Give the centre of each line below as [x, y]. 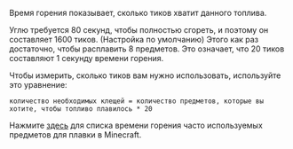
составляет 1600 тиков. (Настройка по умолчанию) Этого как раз [134, 39]
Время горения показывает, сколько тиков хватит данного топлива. [138, 13]
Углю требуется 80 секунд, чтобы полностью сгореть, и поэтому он [139, 30]
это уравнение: [39, 85]
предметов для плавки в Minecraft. [75, 135]
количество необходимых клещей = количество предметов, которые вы [137, 101]
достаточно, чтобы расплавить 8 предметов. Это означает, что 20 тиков [147, 49]
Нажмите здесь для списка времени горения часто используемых [136, 125]
